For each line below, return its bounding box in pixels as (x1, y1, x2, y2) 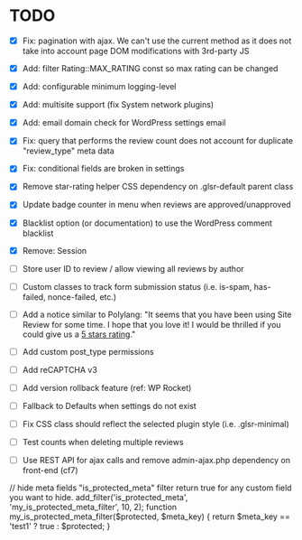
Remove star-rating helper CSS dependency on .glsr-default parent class (22, 182, 294, 192)
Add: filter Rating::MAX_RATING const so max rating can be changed (22, 63, 279, 73)
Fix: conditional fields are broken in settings (22, 163, 185, 174)
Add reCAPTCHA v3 (22, 364, 97, 375)
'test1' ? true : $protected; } (9, 521, 111, 532)
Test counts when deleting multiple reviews (22, 437, 184, 448)
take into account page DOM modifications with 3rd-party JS (22, 46, 250, 56)
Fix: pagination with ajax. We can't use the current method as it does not (22, 35, 292, 46)
